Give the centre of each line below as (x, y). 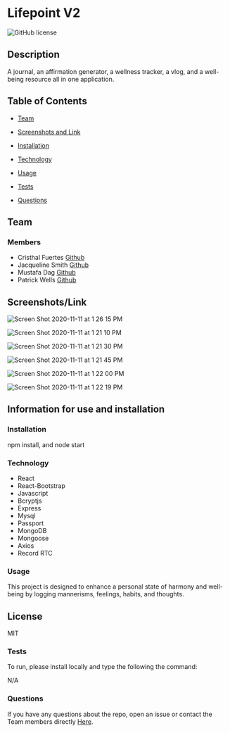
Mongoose (33, 538)
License (25, 616)
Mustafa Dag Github (46, 272)
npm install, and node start (46, 444)
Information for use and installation (86, 409)
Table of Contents (47, 101)
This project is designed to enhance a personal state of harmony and (107, 587)
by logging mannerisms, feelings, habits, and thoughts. (104, 594)
